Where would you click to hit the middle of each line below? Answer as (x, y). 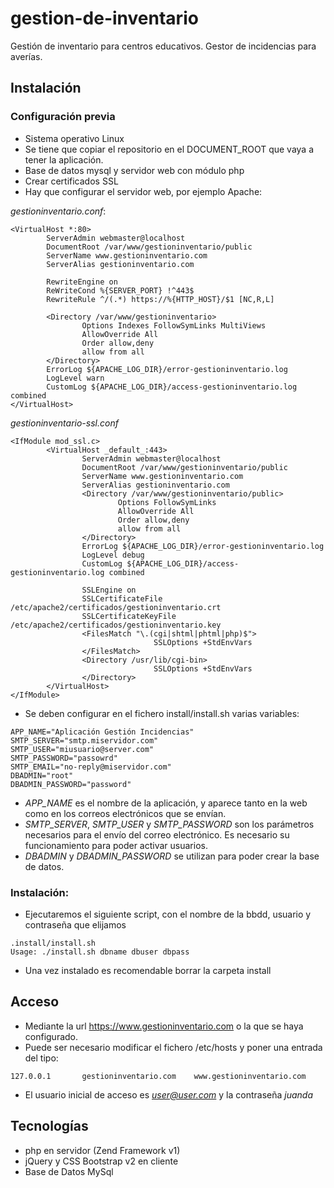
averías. (26, 56)
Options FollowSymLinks (167, 502)
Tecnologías (49, 1126)
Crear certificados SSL (71, 181)
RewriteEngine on (82, 282)
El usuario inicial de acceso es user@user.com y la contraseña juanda (169, 1094)
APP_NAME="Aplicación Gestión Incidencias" (102, 732)
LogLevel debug (113, 555)
